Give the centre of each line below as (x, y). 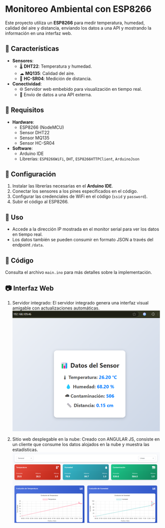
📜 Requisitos (25, 110)
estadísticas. (25, 450)
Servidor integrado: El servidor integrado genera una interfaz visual (80, 302)
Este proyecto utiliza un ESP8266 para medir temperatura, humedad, (75, 23)
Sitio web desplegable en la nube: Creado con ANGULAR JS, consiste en (86, 439)
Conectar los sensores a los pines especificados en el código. (75, 191)
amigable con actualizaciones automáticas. (56, 308)
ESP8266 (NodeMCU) (42, 127)
